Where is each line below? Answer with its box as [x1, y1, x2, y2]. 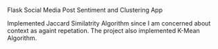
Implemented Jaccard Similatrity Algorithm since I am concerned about [7, 19, 211, 27]
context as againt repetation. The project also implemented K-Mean [7, 27, 200, 35]
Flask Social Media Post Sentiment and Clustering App [7, 6, 163, 14]
